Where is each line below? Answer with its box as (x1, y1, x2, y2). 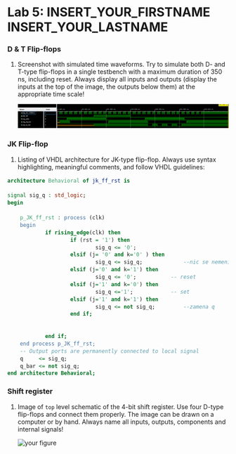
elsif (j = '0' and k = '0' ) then (70, 251, 165, 259)
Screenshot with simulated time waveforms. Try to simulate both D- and (17, 60, 226, 69)
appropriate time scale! (17, 90, 85, 98)
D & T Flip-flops (7, 44, 62, 54)
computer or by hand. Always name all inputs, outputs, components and (17, 417, 226, 426)
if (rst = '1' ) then (70, 236, 131, 243)
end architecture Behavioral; (7, 370, 96, 377)
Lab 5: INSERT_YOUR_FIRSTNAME (7, 4, 211, 20)
